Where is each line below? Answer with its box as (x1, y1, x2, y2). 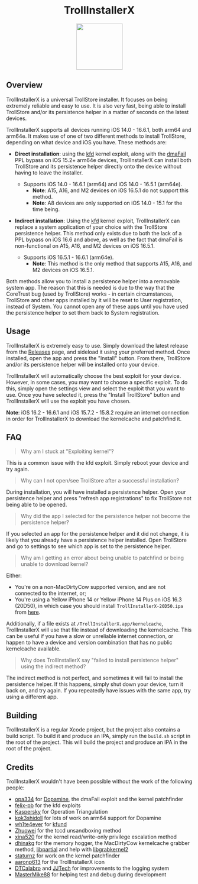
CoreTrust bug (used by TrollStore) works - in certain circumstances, (6, 290, 174, 297)
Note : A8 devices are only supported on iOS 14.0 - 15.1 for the (32, 199, 183, 206)
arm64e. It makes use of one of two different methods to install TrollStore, (6, 132, 186, 140)
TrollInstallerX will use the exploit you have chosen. (6, 397, 131, 404)
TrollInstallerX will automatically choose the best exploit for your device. (6, 372, 181, 379)
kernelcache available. (6, 645, 61, 652)
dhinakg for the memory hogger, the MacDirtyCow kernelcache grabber (14, 840, 190, 846)
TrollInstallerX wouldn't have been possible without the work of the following (6, 778, 193, 785)
